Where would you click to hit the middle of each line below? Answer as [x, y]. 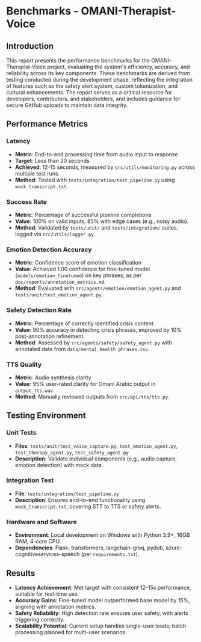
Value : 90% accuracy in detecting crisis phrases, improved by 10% [98, 329]
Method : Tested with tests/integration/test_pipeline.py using [95, 180]
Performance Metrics [47, 124]
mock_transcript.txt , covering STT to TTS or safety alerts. [88, 506]
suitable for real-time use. [47, 594]
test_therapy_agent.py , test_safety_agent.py [72, 452]
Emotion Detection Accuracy [49, 249]
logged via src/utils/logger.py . [55, 234]
